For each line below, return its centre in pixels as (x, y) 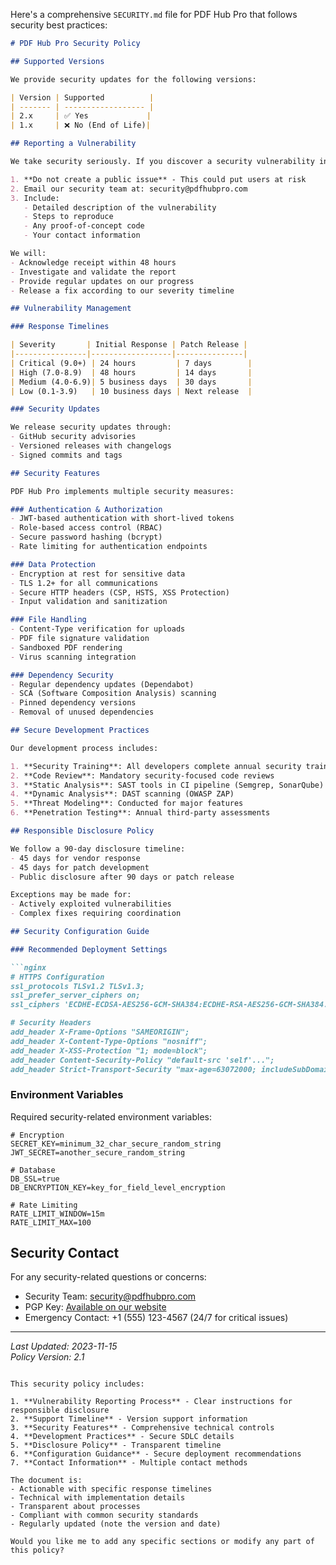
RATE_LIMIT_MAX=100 (51, 1222)
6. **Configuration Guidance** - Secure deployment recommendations (156, 1454)
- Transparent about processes (75, 1507)
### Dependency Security (62, 675)
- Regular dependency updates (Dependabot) (102, 684)
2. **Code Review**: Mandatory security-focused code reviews (142, 775)
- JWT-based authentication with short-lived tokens (122, 519)
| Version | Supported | (82, 97)
